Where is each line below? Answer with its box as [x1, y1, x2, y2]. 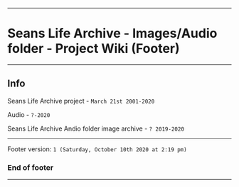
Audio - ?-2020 [7, 110, 51, 118]
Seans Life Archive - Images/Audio [7, 26, 218, 41]
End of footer [7, 162, 54, 172]
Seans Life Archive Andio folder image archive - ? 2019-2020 [7, 124, 185, 133]
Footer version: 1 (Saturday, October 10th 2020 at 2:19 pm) [7, 144, 187, 153]
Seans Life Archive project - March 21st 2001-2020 [7, 96, 155, 105]
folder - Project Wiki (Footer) [7, 41, 180, 57]
